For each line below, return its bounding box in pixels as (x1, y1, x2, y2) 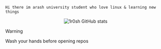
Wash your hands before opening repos (5, 38, 89, 44)
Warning (5, 28, 23, 34)
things (5, 9, 19, 14)
